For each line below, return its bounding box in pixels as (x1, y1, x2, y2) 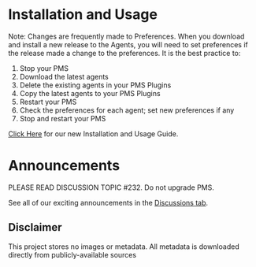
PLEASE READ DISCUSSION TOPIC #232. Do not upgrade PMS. (8, 183, 215, 192)
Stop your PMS (19, 63, 69, 72)
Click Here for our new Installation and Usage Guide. (8, 128, 179, 139)
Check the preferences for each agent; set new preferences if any (19, 105, 235, 115)
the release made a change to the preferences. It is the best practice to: (8, 48, 241, 57)
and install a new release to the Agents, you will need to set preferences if (8, 39, 248, 49)
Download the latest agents (19, 72, 109, 81)
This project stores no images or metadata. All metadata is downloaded (8, 242, 239, 251)
